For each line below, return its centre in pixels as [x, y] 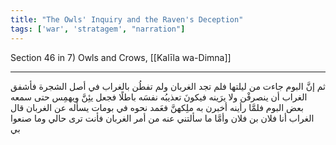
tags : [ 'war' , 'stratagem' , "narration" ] [98, 29]
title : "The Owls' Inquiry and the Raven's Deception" [127, 19]
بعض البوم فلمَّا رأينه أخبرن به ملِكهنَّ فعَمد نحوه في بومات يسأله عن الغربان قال [157, 107]
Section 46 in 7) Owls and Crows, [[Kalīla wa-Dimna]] [121, 57]
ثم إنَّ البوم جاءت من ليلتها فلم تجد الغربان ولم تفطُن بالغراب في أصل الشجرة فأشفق [168, 86]
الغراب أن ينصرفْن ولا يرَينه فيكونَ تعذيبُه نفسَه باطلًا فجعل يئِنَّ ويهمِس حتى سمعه [159, 97]
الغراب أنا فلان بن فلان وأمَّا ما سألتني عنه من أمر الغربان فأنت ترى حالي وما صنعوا [162, 118]
